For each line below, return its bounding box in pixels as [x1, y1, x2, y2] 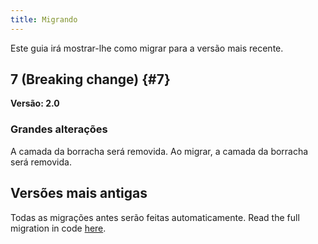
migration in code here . [10, 222, 107, 234]
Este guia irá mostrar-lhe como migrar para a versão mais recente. [10, 42, 284, 54]
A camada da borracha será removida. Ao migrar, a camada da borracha [10, 145, 309, 157]
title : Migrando [10, 14, 78, 25]
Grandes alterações [10, 122, 108, 136]
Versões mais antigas [10, 185, 148, 202]
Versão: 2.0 [10, 97, 60, 110]
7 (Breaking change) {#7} [10, 71, 171, 88]
